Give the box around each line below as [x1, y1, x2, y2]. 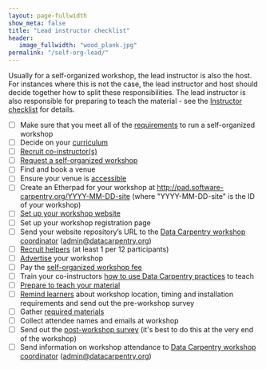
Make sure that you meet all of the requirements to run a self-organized [19, 121, 256, 129]
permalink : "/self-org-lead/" [8, 49, 109, 57]
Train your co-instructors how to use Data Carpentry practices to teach [19, 271, 254, 280]
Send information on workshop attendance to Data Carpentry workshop [19, 343, 256, 352]
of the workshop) [19, 334, 77, 343]
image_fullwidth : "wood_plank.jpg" [18, 42, 137, 50]
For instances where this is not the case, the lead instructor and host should [8, 79, 258, 89]
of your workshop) [19, 200, 81, 210]
